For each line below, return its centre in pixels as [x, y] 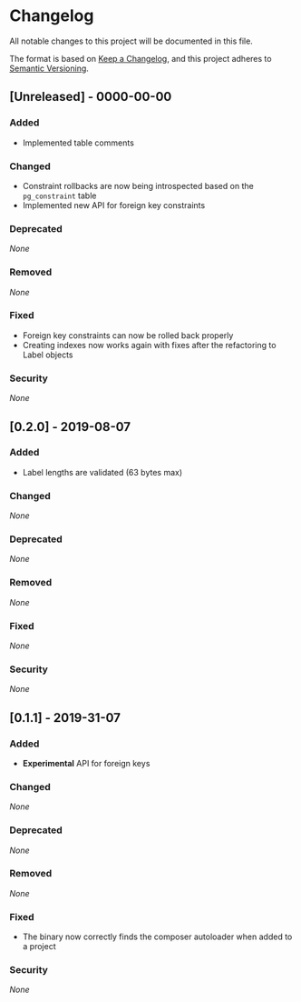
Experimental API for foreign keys [86, 763]
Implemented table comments [78, 143]
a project [39, 947]
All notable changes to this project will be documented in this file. [131, 41]
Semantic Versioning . [49, 68]
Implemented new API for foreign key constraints [114, 205]
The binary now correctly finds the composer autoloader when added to [157, 937]
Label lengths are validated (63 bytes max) [102, 472]
